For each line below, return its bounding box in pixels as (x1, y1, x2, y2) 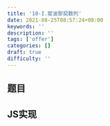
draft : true (7, 49, 42, 56)
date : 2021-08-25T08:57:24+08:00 (7, 17, 104, 24)
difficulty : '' (7, 55, 51, 62)
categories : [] (7, 42, 51, 49)
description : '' (7, 29, 54, 37)
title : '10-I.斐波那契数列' (7, 10, 82, 17)
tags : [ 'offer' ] (7, 36, 54, 43)
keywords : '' (7, 23, 45, 30)
